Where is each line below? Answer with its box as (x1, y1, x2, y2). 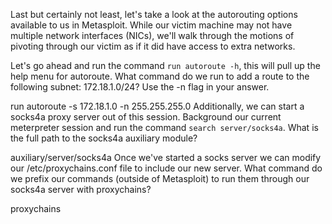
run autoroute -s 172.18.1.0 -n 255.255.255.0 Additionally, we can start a (10, 100, 305, 112)
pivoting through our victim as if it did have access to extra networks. (10, 40, 296, 52)
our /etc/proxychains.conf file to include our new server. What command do (10, 162, 323, 174)
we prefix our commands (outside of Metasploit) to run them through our (10, 173, 310, 184)
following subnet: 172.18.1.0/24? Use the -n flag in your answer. (10, 81, 270, 93)
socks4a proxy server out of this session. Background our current (10, 111, 282, 123)
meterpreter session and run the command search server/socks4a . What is (10, 122, 319, 133)
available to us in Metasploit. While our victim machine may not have (10, 19, 293, 31)
